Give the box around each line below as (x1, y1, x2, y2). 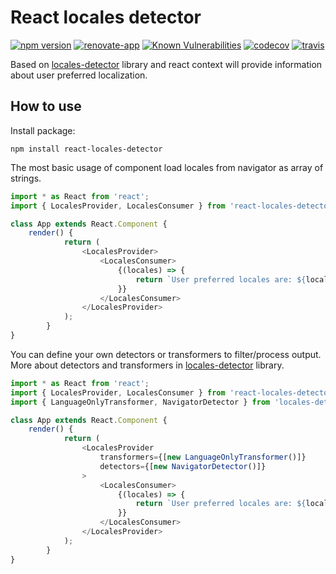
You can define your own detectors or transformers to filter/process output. (10, 348, 322, 360)
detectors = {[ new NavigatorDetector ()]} (99, 461, 267, 471)
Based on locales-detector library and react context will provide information (10, 58, 323, 70)
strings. (10, 172, 42, 184)
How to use (10, 98, 82, 115)
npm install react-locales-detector (10, 144, 163, 154)
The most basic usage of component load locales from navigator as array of (10, 161, 324, 173)
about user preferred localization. (10, 69, 148, 81)
